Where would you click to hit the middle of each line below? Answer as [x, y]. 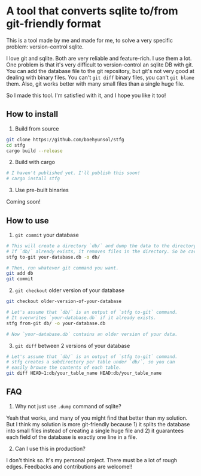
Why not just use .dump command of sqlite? [68, 406]
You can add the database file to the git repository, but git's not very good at [100, 71]
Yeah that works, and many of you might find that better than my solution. [97, 418]
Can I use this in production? [50, 448]
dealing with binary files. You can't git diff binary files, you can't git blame [100, 77]
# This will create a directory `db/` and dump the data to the [88, 246]
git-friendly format [54, 24]
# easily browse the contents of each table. [64, 368]
